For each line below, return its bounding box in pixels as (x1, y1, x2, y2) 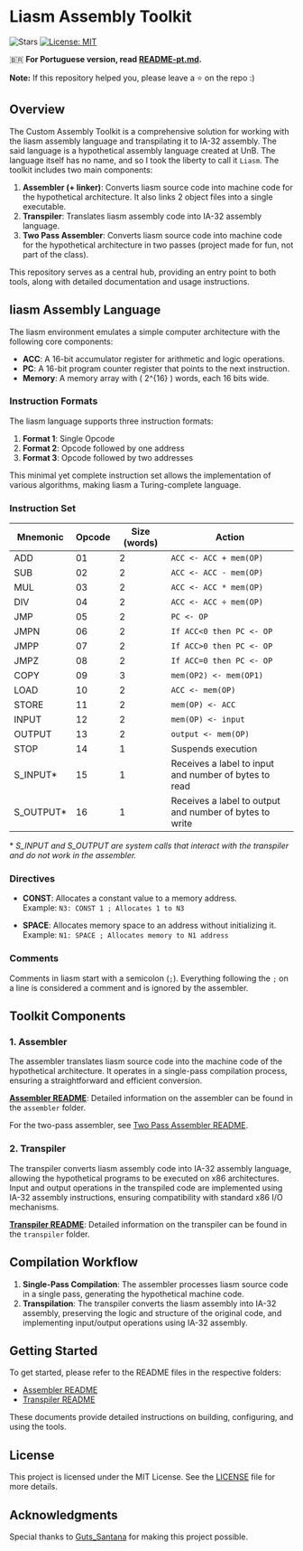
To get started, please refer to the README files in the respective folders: (9, 1367, 281, 1378)
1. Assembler (9, 1036, 68, 1049)
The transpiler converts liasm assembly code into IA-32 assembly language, (9, 1163, 291, 1173)
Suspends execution (170, 743, 258, 755)
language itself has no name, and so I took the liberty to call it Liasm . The (9, 154, 280, 165)
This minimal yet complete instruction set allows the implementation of (9, 470, 271, 481)
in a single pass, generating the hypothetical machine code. (22, 1288, 245, 1299)
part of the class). (22, 248, 89, 259)
